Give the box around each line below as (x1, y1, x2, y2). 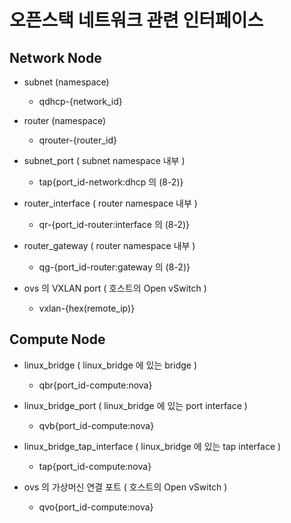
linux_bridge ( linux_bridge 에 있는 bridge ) (23, 359, 198, 371)
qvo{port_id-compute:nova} (38, 501, 154, 513)
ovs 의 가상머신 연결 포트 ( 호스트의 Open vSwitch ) (23, 481, 228, 493)
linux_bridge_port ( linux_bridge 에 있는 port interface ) (23, 399, 248, 411)
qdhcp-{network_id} (38, 96, 123, 107)
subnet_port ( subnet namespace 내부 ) (23, 155, 186, 166)
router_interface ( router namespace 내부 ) (23, 197, 198, 209)
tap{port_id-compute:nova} (38, 460, 152, 472)
